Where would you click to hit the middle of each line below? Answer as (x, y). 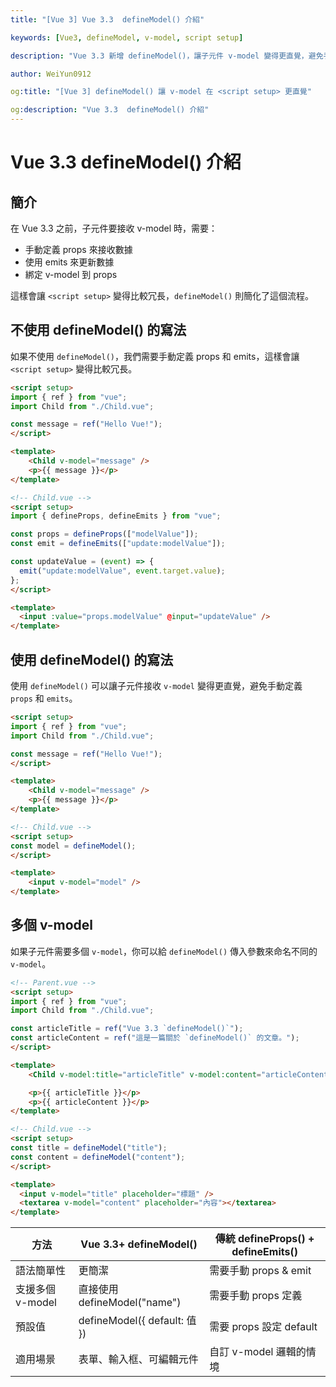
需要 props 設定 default (263, 1327)
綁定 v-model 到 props (71, 274)
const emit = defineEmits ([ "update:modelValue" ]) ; (118, 544)
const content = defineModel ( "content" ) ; (98, 1157)
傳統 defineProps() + (264, 1239)
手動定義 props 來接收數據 (78, 249)
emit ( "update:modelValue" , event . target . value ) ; (122, 571)
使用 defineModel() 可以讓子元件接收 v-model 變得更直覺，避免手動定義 (156, 685)
